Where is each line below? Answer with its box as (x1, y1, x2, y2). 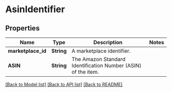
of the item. (71, 69, 99, 75)
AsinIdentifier (5, 4, 65, 15)
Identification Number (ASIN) (71, 62, 142, 69)
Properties (5, 24, 40, 33)
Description (93, 39, 123, 46)
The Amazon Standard (71, 56, 125, 63)
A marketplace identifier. (71, 47, 131, 54)
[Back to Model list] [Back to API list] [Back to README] (5, 81, 123, 87)
